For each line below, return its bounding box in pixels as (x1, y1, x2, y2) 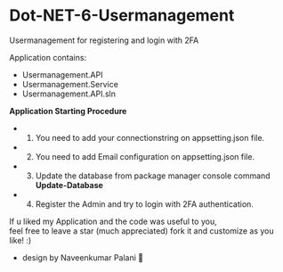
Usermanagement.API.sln (21, 88, 117, 99)
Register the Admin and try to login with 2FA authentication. (35, 198, 254, 210)
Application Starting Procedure (9, 105, 127, 116)
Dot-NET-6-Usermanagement (9, 5, 235, 26)
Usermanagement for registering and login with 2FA (9, 35, 199, 45)
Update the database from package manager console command (35, 170, 271, 181)
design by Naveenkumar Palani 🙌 (21, 251, 144, 263)
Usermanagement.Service (21, 78, 118, 89)
